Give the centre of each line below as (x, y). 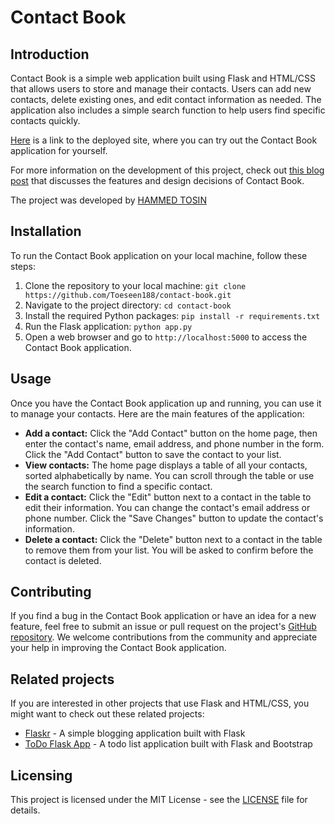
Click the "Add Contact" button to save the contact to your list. (153, 454)
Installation (46, 231)
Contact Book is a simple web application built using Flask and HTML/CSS (163, 78)
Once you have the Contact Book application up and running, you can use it (166, 403)
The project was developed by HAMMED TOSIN (108, 200)
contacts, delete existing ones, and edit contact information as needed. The (166, 99)
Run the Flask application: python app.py (108, 326)
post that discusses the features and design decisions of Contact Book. (157, 180)
